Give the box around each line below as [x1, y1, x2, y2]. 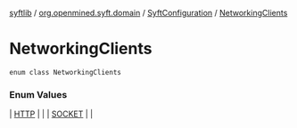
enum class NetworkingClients [9, 68, 122, 76]
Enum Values [9, 88, 68, 100]
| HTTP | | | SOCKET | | [9, 108, 94, 119]
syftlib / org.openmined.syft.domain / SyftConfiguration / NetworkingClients [9, 8, 288, 18]
